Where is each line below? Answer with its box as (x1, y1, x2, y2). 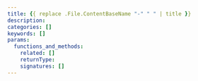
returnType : (20, 56, 55, 63)
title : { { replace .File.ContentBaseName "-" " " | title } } (7, 10, 192, 18)
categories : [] (7, 23, 52, 30)
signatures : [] (20, 63, 65, 70)
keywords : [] (7, 30, 46, 37)
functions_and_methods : (13, 43, 83, 50)
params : (7, 37, 30, 44)
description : (7, 17, 46, 24)
